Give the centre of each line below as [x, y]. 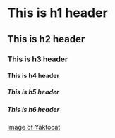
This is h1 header [57, 13]
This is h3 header [38, 59]
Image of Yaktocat [34, 127]
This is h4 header [34, 76]
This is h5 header [34, 92]
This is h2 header [46, 39]
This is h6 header [34, 110]
